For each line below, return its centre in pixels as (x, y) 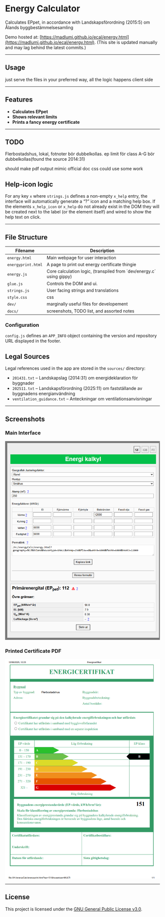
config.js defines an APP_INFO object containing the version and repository (81, 336)
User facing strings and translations (82, 290)
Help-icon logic (29, 184)
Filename (25, 250)
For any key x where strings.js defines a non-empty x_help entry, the (76, 196)
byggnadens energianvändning (43, 394)
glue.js (15, 284)
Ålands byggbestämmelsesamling (39, 27)
